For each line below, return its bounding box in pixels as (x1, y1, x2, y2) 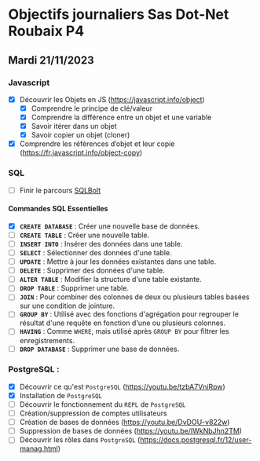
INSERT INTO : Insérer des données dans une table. (19, 239, 183, 248)
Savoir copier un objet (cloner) (31, 130, 130, 140)
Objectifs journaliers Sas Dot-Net (8, 5, 229, 24)
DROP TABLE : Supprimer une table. (19, 284, 130, 293)
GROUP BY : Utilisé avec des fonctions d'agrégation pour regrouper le (19, 309, 240, 319)
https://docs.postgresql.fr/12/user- (140, 435, 252, 445)
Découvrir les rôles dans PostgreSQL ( (19, 435, 141, 445)
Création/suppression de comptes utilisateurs (19, 408, 167, 418)
